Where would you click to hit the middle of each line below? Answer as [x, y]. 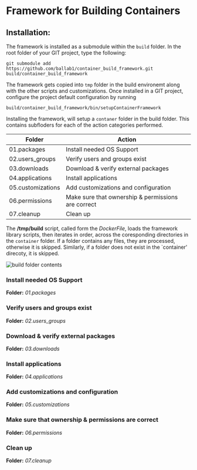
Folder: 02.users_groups [36, 320]
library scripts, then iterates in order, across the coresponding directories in [97, 235]
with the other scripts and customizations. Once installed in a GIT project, [95, 91]
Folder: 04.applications [35, 377]
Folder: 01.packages [31, 293]
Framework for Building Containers [93, 11]
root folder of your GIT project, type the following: [66, 53]
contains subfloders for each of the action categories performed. [85, 125]
